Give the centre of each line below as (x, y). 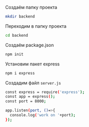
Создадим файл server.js (33, 83)
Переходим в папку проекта (36, 26)
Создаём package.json (30, 45)
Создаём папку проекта (31, 7)
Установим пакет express (32, 64)
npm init (14, 54)
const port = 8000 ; (26, 101)
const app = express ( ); (30, 97)
